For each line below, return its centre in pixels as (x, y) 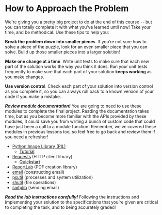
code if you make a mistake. (33, 96)
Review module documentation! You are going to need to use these (73, 106)
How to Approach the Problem (67, 8)
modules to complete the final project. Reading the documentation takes (77, 111)
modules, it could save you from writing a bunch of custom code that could (80, 121)
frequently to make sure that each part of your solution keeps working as (78, 71)
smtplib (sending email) (35, 187)
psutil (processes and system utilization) (52, 177)
